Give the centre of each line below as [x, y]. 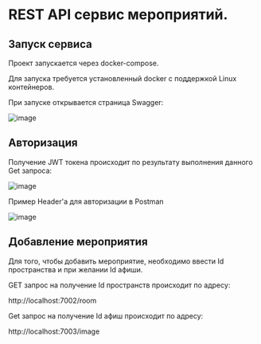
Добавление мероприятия [78, 242]
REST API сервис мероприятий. [118, 15]
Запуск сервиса [51, 44]
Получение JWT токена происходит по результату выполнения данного [130, 162]
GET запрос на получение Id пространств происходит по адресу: [119, 285]
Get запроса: [30, 170]
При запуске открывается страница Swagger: [86, 102]
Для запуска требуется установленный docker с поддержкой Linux [123, 78]
